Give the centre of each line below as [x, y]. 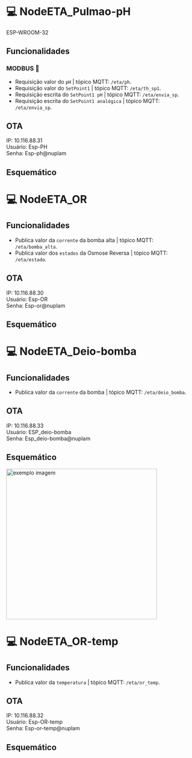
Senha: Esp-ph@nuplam [36, 154]
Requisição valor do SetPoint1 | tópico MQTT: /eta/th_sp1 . [88, 88]
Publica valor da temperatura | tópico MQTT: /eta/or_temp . [88, 682]
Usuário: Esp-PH [27, 147]
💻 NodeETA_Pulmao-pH [69, 12]
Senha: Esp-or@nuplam [36, 305]
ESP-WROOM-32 [27, 32]
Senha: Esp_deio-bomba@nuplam [48, 438]
